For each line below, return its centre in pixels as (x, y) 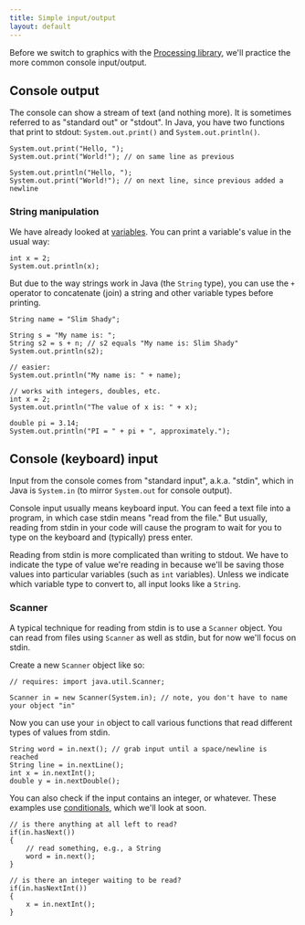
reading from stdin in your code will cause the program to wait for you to (146, 528)
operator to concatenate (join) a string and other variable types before (142, 292)
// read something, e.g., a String (94, 848)
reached (24, 757)
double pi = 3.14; (44, 423)
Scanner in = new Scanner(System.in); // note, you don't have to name (148, 698)
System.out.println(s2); (57, 351)
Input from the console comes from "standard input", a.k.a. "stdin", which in (152, 481)
